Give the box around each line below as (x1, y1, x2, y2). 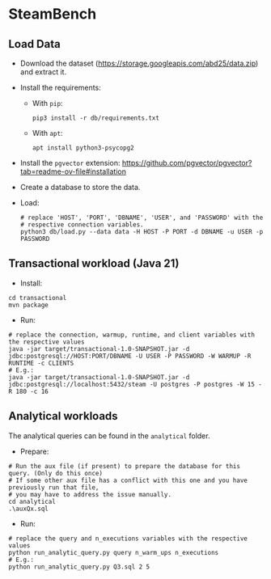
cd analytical (8, 497, 57, 505)
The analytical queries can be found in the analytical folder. (8, 430, 210, 441)
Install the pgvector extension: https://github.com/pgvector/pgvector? (19, 158, 252, 167)
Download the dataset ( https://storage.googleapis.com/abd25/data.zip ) (19, 58, 259, 68)
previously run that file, (8, 483, 100, 492)
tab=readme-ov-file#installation (19, 167, 127, 176)
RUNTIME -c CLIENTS (8, 359, 74, 367)
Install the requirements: (19, 82, 101, 92)
